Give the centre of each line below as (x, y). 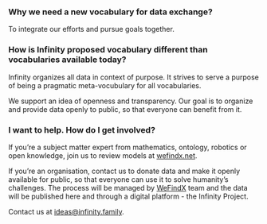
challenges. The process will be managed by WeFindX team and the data (128, 187)
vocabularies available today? (67, 60)
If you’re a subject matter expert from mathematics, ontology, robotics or (128, 147)
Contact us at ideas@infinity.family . (67, 211)
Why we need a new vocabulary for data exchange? (110, 12)
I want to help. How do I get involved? (82, 129)
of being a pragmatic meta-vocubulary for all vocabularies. (105, 85)
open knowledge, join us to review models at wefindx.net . (103, 155)
